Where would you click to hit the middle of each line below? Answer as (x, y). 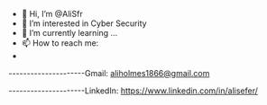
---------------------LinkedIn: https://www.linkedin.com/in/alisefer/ (133, 91)
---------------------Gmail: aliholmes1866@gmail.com (109, 73)
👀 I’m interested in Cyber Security (84, 23)
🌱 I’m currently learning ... (69, 33)
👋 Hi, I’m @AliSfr (52, 14)
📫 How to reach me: (60, 43)
